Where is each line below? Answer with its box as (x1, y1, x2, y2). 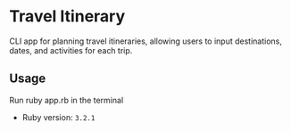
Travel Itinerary (9, 6, 126, 27)
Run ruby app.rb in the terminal (9, 94, 124, 105)
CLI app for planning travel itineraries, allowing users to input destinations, (9, 36, 283, 46)
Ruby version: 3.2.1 (21, 111, 96, 122)
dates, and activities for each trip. (9, 45, 133, 55)
